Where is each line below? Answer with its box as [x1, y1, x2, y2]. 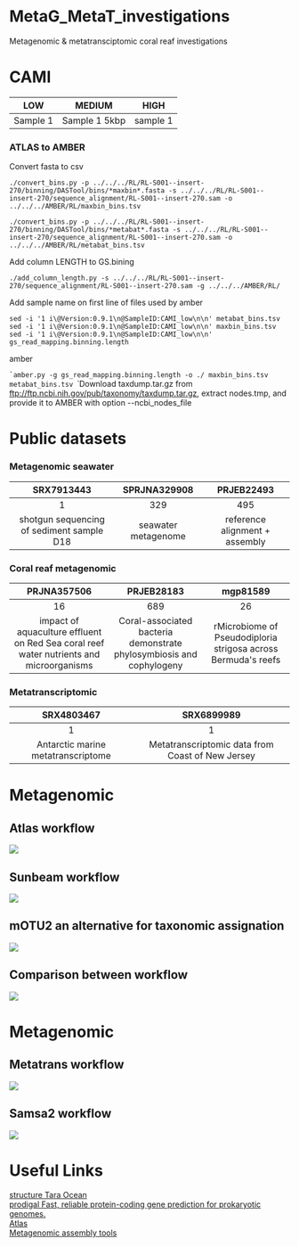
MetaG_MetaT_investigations [9, 6, 230, 27]
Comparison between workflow [9, 967, 189, 982]
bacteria [138, 626, 174, 638]
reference [225, 513, 267, 525]
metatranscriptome [30, 750, 111, 762]
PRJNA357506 [26, 585, 92, 597]
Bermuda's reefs [211, 653, 281, 666]
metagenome [130, 529, 187, 542]
